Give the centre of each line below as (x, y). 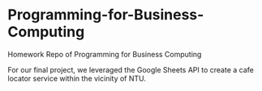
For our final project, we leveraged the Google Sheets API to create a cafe (131, 69)
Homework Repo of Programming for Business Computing (105, 54)
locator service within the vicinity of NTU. (77, 78)
